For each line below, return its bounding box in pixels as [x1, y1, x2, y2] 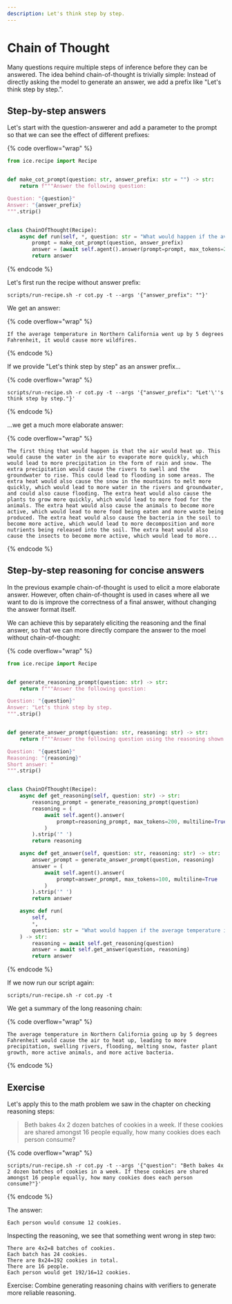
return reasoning [32, 838, 81, 845]
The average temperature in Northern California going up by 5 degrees [7, 1031, 217, 1038]
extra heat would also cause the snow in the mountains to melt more [7, 478, 212, 485]
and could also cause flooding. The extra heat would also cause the [7, 490, 212, 497]
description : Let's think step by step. [7, 10, 126, 17]
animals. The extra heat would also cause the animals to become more [7, 502, 215, 509]
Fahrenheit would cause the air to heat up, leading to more [7, 1037, 187, 1044]
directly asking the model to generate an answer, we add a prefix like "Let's [7, 78, 222, 86]
